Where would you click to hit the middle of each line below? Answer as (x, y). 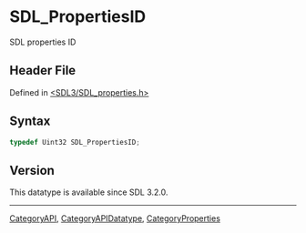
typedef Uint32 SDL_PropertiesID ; (75, 142)
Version (32, 170)
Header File (43, 71)
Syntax (30, 122)
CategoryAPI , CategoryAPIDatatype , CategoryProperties (115, 218)
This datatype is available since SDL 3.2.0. (89, 192)
